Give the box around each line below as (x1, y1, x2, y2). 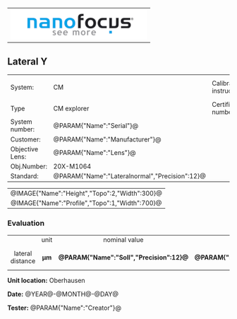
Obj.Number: (10, 162, 48, 170)
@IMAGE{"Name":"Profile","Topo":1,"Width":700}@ (10, 199, 162, 207)
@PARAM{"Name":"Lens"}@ (53, 149, 136, 157)
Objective (10, 144, 39, 153)
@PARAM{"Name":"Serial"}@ (53, 121, 139, 129)
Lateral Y (7, 55, 48, 67)
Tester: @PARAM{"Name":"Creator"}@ (7, 303, 122, 312)
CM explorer (53, 104, 90, 112)
